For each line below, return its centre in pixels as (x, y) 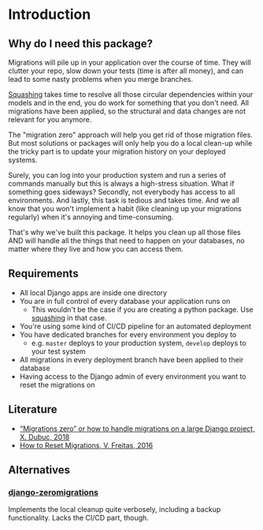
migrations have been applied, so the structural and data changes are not (127, 111)
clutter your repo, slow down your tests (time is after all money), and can (126, 71)
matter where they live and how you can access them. (96, 249)
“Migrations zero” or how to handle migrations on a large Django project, (137, 428)
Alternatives (39, 470)
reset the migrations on (57, 384)
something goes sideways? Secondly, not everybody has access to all (122, 192)
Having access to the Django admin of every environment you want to (133, 376)
